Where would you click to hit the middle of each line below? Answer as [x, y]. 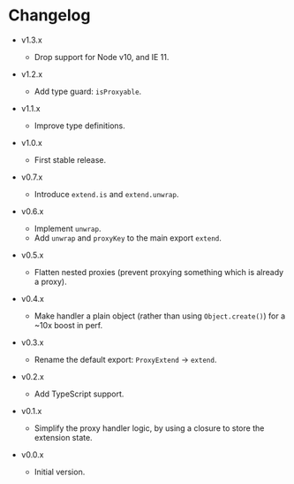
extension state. [64, 437]
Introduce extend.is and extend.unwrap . [106, 194]
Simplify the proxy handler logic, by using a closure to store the [149, 428]
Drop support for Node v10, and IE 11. [102, 57]
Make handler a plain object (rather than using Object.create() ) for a [160, 316]
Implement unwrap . [68, 228]
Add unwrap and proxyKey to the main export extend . [128, 238]
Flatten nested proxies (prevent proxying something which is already [159, 272]
